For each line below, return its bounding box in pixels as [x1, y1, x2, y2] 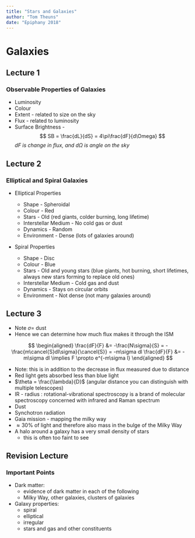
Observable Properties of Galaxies [6, 85, 106, 94]
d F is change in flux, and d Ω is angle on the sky [14, 142, 130, 149]
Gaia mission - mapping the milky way [14, 415, 107, 422]
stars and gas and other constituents [23, 525, 112, 532]
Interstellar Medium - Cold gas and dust [23, 279, 119, 287]
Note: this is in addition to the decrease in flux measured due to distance [14, 365, 190, 373]
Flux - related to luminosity [14, 118, 79, 125]
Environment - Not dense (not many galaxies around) [23, 292, 151, 299]
